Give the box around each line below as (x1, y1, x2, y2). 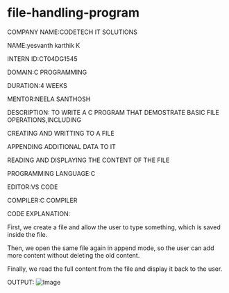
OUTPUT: (7, 278, 35, 286)
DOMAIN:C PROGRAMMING (7, 68, 87, 76)
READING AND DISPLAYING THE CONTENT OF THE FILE (7, 156, 170, 164)
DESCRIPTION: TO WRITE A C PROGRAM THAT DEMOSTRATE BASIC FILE (7, 108, 220, 116)
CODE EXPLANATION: (7, 209, 71, 217)
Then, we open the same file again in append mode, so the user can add (7, 244, 214, 252)
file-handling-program (7, 5, 140, 21)
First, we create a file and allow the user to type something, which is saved (7, 223, 221, 231)
